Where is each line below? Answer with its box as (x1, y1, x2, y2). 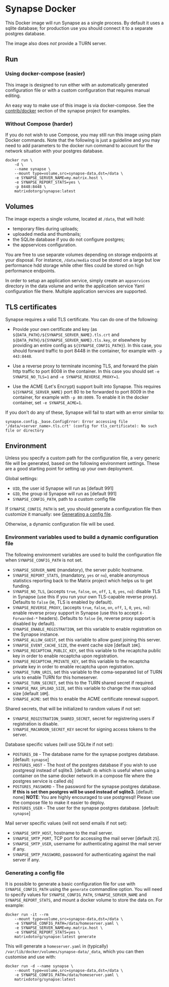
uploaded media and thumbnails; (12, 231, 81, 237)
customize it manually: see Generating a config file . (5, 511, 112, 518)
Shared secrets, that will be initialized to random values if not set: (5, 705, 141, 711)
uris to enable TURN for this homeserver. (12, 674, 98, 680)
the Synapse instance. (12, 631, 59, 637)
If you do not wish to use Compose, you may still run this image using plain (5, 132, 161, 138)
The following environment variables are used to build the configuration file (5, 551, 162, 557)
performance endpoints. (5, 268, 56, 274)
